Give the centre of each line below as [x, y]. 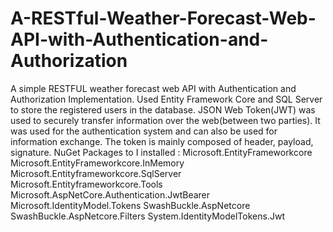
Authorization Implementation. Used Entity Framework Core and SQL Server [166, 99]
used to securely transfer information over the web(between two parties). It [165, 120]
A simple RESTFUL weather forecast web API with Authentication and [153, 88]
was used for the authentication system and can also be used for [144, 131]
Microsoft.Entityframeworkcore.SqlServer [96, 173]
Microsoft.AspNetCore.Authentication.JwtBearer [110, 194]
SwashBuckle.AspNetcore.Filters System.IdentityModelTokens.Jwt [147, 216]
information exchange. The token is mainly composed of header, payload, [162, 141]
